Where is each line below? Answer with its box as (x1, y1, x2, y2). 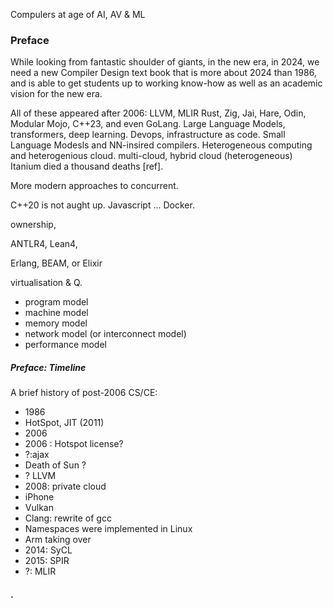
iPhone (24, 491, 55, 503)
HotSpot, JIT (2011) (24, 417, 105, 429)
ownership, (10, 219, 57, 231)
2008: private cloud (24, 480, 107, 493)
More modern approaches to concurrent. (10, 180, 179, 192)
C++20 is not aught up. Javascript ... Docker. (10, 199, 195, 211)
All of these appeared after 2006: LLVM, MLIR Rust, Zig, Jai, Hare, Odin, (10, 107, 307, 119)
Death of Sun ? (24, 459, 87, 471)
